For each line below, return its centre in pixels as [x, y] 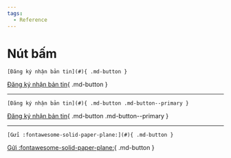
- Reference [31, 20]
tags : [15, 13]
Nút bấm [32, 54]
